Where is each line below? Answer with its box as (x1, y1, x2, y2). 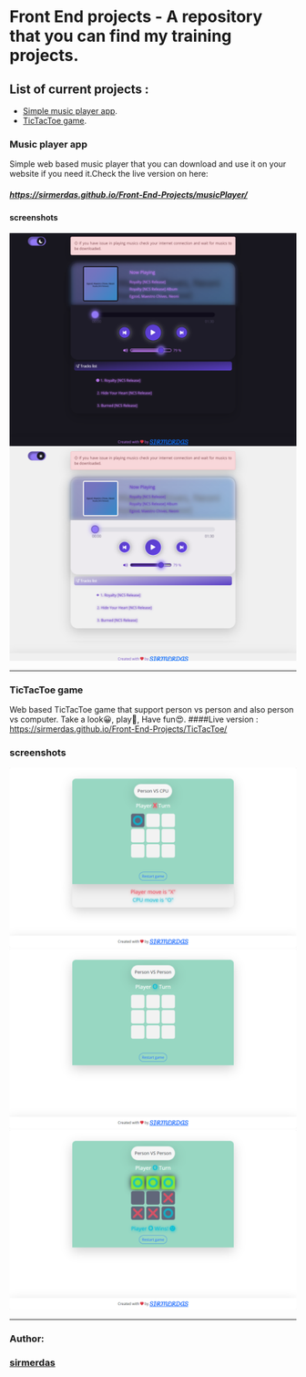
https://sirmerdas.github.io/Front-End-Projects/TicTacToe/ (9, 724, 228, 735)
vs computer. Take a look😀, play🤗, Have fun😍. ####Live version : (9, 714, 259, 725)
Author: (9, 1332, 45, 1345)
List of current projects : (9, 81, 149, 97)
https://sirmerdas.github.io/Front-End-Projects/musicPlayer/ (9, 189, 248, 200)
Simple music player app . (22, 106, 118, 116)
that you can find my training (9, 26, 232, 46)
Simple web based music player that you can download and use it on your (9, 159, 287, 170)
